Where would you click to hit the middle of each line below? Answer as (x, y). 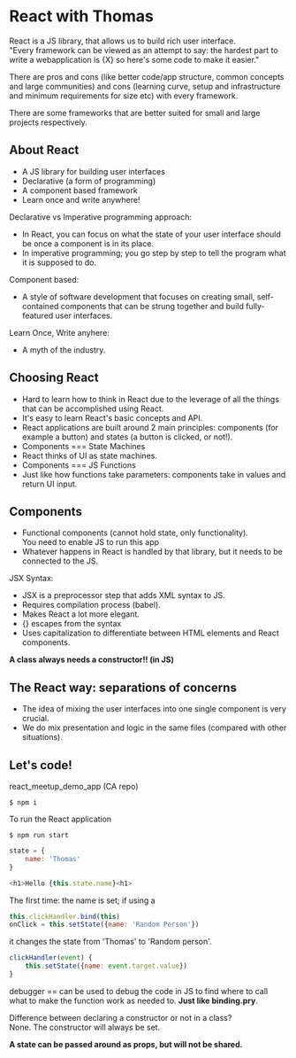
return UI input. (49, 484)
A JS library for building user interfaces (94, 171)
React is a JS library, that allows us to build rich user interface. (123, 41)
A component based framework (80, 190)
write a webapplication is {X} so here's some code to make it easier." (134, 59)
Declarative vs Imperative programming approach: (101, 217)
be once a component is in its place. (88, 243)
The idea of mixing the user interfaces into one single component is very (154, 709)
